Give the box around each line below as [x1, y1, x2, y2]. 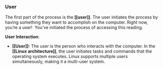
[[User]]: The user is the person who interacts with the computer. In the [12, 43, 156, 49]
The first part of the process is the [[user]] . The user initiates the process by [5, 14, 158, 20]
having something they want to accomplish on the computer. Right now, [5, 19, 148, 25]
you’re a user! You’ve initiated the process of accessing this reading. [5, 25, 143, 30]
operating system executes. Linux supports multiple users [12, 54, 128, 59]
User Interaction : [5, 34, 40, 40]
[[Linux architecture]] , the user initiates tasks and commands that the [12, 48, 152, 54]
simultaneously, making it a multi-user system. [12, 59, 105, 65]
